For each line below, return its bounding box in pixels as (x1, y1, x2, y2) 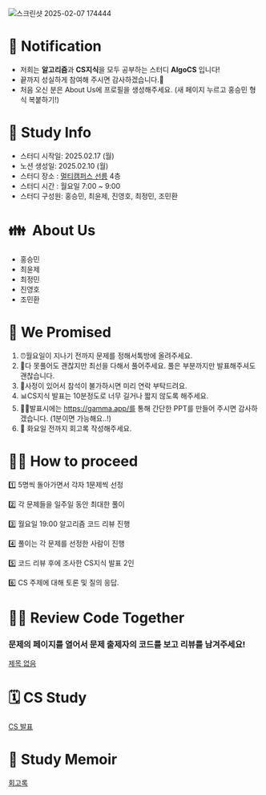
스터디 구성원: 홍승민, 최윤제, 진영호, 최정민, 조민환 (19, 191, 179, 201)
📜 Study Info (8, 124, 92, 142)
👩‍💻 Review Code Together (8, 609, 185, 626)
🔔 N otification (8, 37, 102, 55)
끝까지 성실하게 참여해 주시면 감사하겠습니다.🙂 (19, 75, 164, 84)
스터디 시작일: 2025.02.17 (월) (19, 151, 115, 161)
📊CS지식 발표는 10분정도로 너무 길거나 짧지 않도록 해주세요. (19, 390, 209, 401)
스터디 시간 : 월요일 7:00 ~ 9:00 (19, 181, 121, 190)
